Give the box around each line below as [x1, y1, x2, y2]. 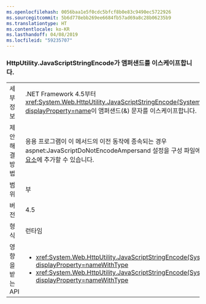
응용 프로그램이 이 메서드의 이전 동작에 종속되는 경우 [25, 137, 167, 146]
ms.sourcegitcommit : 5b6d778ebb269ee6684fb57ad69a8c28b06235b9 [6, 15, 172, 21]
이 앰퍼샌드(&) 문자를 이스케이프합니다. [91, 106, 197, 115]
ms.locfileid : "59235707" [6, 37, 72, 43]
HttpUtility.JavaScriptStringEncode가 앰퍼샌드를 [6, 59, 151, 67]
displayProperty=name [25, 106, 91, 115]
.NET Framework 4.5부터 [25, 90, 96, 98]
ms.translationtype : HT [6, 20, 67, 26]
